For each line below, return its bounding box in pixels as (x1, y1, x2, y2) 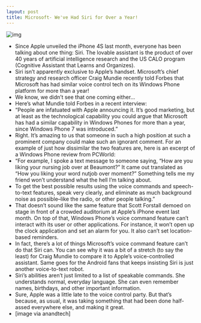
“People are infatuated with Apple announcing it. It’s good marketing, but (14, 106, 195, 113)
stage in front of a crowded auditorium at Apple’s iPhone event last (14, 208, 180, 215)
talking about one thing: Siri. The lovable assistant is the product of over (14, 49, 193, 56)
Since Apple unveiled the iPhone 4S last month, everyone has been (14, 43, 181, 50)
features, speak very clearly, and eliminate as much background (32, 189, 192, 196)
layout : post (6, 8, 39, 15)
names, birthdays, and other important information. (14, 284, 142, 291)
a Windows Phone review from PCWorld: (14, 150, 116, 158)
